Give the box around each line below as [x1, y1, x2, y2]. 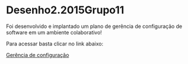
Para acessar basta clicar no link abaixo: [6, 40, 104, 47]
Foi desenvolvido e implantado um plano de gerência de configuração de [6, 23, 183, 30]
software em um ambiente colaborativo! [6, 29, 102, 35]
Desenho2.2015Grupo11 [6, 3, 125, 17]
